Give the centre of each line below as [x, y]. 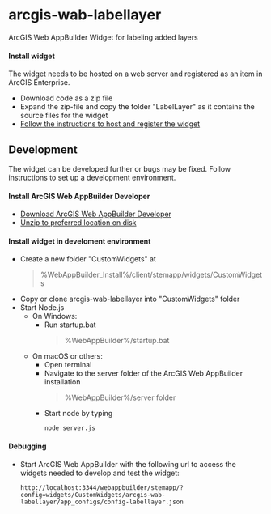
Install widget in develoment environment [80, 241]
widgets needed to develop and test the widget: [100, 473]
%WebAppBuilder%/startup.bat [117, 341]
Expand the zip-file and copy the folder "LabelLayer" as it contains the [137, 107]
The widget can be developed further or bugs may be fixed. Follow [120, 168]
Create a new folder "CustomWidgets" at [88, 259]
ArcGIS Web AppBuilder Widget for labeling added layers [103, 37]
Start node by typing [78, 414]
